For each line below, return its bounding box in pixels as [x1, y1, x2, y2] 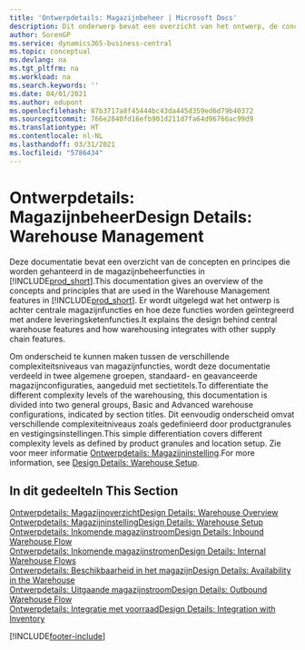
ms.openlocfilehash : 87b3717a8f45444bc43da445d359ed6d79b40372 [9, 106, 254, 115]
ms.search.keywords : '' [9, 81, 100, 90]
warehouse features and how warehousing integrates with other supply [9, 323, 277, 334]
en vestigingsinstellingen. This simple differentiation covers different [9, 428, 263, 438]
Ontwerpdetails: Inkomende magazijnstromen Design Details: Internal [9, 546, 266, 556]
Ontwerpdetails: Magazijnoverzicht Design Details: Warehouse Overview [9, 507, 279, 518]
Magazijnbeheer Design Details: [9, 206, 252, 227]
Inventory [9, 614, 45, 625]
